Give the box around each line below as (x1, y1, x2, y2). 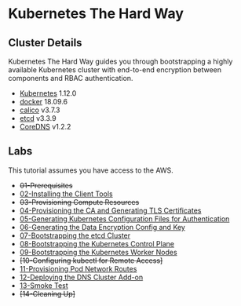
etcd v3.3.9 (19, 114, 57, 122)
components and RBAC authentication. (8, 74, 133, 82)
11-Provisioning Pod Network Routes (19, 264, 137, 273)
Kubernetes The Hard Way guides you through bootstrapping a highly (8, 56, 233, 66)
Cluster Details (8, 36, 82, 49)
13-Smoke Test (19, 280, 68, 290)
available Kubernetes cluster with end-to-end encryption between (8, 65, 222, 75)
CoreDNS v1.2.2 (19, 122, 71, 131)
